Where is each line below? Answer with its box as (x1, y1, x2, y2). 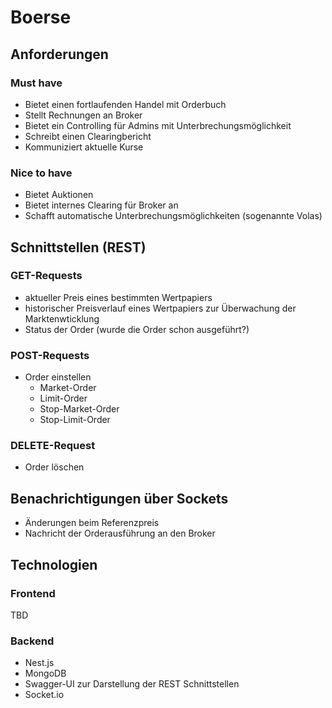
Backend (10, 634, 55, 648)
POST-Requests (10, 348, 90, 362)
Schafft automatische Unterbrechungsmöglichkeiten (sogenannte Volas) (24, 210, 323, 222)
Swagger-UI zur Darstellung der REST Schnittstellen (24, 678, 240, 690)
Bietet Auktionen (24, 189, 94, 201)
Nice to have (10, 166, 73, 180)
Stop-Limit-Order (39, 414, 111, 426)
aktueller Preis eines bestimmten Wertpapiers (24, 291, 213, 303)
